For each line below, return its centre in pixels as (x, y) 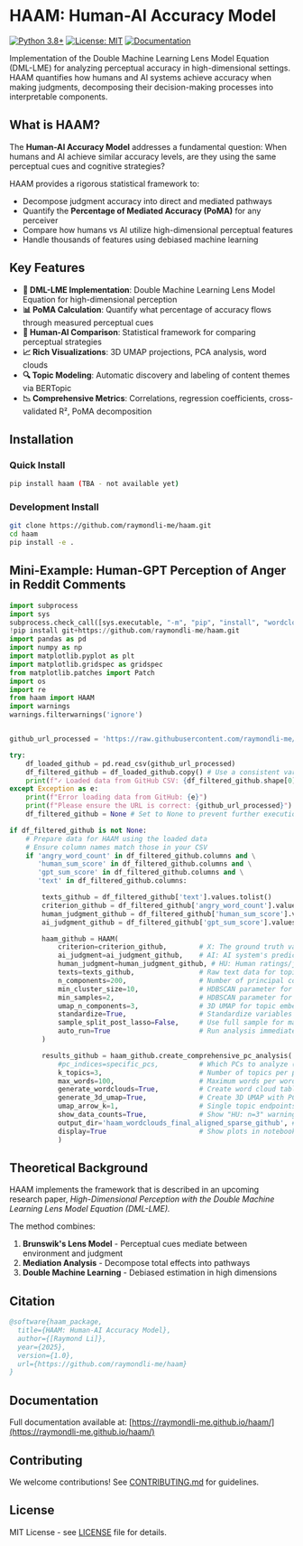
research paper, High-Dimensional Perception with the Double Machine (142, 1199)
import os (28, 681)
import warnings (40, 707)
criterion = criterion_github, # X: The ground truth (170, 947)
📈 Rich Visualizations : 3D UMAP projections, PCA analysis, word (145, 351)
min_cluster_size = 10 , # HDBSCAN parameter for (175, 989)
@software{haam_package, (56, 1322)
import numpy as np (46, 648)
